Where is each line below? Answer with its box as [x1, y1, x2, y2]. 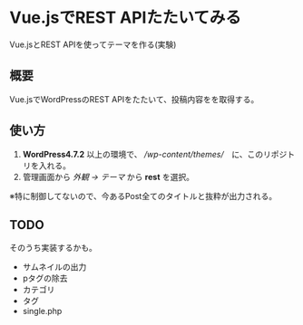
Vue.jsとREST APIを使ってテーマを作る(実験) [9, 39, 177, 50]
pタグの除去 [22, 272, 68, 284]
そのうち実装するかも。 [9, 243, 97, 253]
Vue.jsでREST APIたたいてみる [9, 7, 242, 28]
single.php [22, 306, 63, 317]
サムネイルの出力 [22, 262, 87, 272]
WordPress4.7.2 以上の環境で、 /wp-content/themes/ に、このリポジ [22, 148, 288, 159]
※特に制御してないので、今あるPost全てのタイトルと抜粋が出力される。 [9, 190, 278, 201]
